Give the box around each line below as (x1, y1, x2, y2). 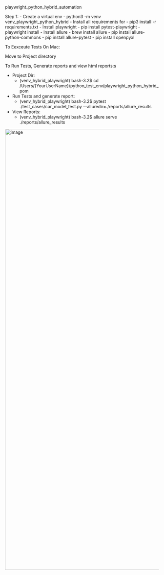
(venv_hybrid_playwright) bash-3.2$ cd (19, 78, 99, 83)
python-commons (5, 34, 41, 40)
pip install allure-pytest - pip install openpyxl (45, 34, 135, 40)
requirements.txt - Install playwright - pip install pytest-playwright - (5, 24, 141, 30)
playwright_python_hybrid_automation (5, 4, 82, 10)
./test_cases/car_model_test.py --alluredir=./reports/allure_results (19, 104, 152, 109)
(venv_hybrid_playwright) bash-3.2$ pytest (19, 98, 106, 104)
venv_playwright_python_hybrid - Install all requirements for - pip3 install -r (5, 19, 156, 24)
